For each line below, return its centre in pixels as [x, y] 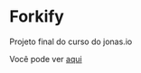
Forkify [37, 17]
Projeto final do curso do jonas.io [71, 41]
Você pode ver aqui [46, 59]
